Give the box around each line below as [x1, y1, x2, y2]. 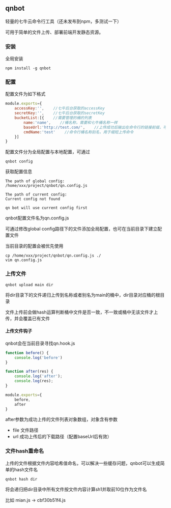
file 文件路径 [12, 427, 39, 433]
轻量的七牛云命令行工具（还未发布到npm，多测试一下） [5, 18, 122, 24]
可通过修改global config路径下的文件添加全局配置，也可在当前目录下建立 [5, 226, 158, 232]
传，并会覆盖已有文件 [5, 315, 50, 321]
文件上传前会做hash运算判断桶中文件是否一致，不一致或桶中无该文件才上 [5, 309, 158, 315]
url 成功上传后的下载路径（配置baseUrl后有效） [12, 434, 112, 440]
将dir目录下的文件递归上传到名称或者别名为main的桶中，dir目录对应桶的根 [5, 292, 160, 298]
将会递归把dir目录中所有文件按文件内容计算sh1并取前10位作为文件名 [5, 486, 147, 492]
